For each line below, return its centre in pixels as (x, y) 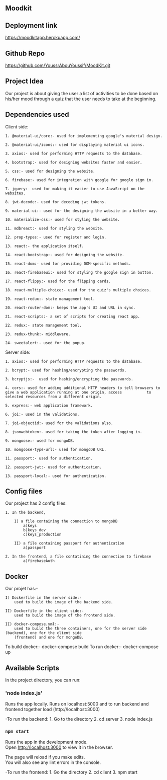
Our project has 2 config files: (36, 503)
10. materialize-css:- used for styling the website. (63, 219)
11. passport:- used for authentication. (49, 458)
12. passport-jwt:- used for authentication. (53, 467)
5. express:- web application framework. (49, 405)
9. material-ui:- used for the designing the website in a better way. (81, 211)
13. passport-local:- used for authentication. (56, 476)
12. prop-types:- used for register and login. (56, 237)
